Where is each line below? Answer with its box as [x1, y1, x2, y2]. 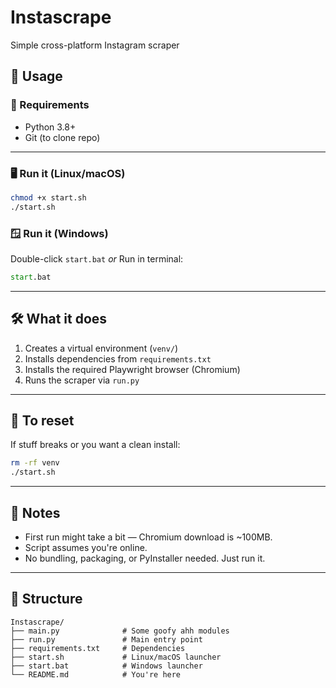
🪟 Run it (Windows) [10, 226, 109, 240]
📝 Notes [10, 504, 61, 521]
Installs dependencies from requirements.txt [24, 352, 212, 365]
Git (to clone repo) [24, 131, 101, 143]
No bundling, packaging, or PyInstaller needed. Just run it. [24, 552, 266, 565]
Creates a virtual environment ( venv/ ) [24, 342, 179, 354]
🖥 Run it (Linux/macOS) [10, 166, 126, 180]
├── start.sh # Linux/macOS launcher [10, 652, 222, 662]
